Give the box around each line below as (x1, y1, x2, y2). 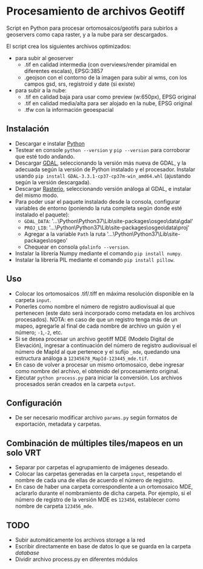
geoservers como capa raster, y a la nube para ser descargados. (6, 30, 168, 38)
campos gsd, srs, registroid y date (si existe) (24, 80, 135, 88)
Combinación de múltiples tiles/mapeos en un (6, 438, 184, 448)
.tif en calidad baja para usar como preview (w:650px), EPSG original (24, 93, 196, 100)
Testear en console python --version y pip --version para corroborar (15, 146, 191, 153)
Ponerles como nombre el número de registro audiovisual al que (15, 303, 176, 310)
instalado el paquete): (15, 211, 70, 218)
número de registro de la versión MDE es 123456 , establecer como (15, 496, 180, 503)
